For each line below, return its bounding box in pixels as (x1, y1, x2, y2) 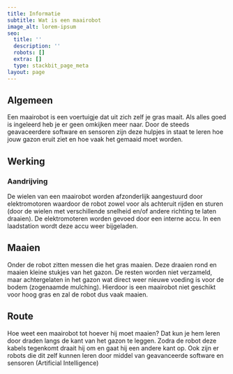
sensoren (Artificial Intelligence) (7, 359, 99, 367)
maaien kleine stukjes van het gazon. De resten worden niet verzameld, (7, 268, 213, 276)
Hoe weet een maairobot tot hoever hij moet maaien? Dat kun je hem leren (7, 329, 220, 337)
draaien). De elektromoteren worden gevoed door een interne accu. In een (7, 214, 221, 223)
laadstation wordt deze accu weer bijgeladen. (7, 222, 138, 230)
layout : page (7, 68, 45, 75)
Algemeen (7, 94, 54, 106)
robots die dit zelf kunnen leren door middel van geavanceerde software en (7, 351, 225, 359)
